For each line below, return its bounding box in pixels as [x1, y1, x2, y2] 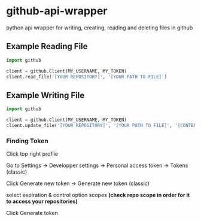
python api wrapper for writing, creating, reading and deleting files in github [6, 24, 193, 31]
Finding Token [6, 137, 49, 145]
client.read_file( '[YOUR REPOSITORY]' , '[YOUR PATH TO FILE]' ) [6, 74, 167, 80]
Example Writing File [6, 90, 85, 100]
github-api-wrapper [6, 4, 108, 18]
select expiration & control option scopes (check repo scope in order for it [6, 192, 190, 199]
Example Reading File [6, 41, 88, 52]
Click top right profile [6, 150, 59, 158]
